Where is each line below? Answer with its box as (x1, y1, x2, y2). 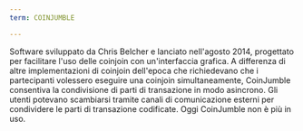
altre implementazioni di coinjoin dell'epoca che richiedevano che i (9, 65, 259, 76)
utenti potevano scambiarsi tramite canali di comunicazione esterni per (9, 94, 275, 105)
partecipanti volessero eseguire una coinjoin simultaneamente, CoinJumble (9, 74, 291, 86)
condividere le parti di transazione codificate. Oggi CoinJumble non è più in (9, 103, 292, 114)
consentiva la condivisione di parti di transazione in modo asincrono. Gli (9, 84, 279, 95)
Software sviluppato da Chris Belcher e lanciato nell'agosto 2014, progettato (9, 46, 295, 57)
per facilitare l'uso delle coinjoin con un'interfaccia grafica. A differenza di (9, 55, 286, 66)
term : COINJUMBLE (9, 13, 75, 23)
